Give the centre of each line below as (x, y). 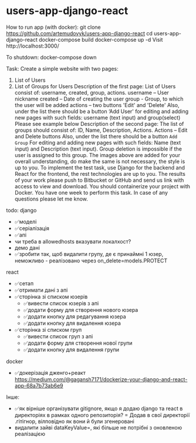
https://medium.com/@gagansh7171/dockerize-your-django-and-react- (101, 379)
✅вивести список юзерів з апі (61, 303)
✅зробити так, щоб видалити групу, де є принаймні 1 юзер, (89, 254)
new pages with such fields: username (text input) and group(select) (97, 117)
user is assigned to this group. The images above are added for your (97, 155)
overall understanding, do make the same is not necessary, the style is (100, 161)
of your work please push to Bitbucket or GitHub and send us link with (99, 180)
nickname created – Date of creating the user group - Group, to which (99, 99)
